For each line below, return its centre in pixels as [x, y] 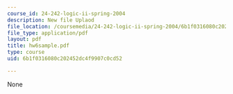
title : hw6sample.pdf [38, 46]
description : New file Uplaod [51, 20]
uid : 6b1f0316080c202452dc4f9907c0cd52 [65, 59]
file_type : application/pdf [48, 33]
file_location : [29, 26]
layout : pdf [24, 39]
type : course [26, 53]
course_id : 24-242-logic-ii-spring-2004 [67, 13]
